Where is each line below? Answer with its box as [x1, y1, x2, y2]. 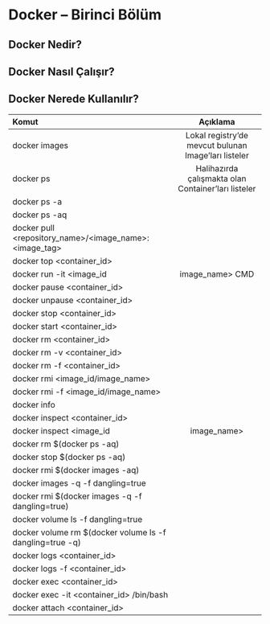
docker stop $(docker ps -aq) [12, 451, 126, 462]
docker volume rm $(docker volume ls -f [12, 527, 166, 538]
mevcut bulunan [186, 139, 247, 150]
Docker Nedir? [8, 38, 82, 51]
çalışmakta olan [187, 173, 247, 184]
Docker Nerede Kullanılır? [8, 92, 139, 106]
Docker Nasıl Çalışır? [8, 64, 115, 78]
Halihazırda [195, 162, 239, 174]
